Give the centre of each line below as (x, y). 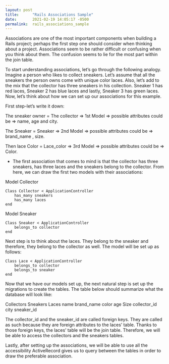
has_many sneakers (34, 196)
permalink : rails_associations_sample (47, 24)
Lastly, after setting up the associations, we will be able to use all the (76, 345)
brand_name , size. (25, 136)
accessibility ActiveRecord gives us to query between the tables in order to (83, 351)
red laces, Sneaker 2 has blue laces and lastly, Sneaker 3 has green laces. (82, 91)
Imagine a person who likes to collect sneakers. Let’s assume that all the (80, 75)
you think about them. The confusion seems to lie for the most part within (81, 55)
